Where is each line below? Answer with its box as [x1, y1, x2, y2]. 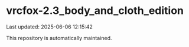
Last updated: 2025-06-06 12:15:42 [6, 23, 93, 30]
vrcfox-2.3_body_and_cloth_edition [6, 4, 184, 17]
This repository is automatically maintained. [6, 34, 112, 41]
